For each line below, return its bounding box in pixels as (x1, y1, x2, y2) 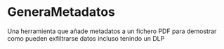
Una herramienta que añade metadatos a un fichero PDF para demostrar (7, 27, 217, 35)
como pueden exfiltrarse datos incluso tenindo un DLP (7, 34, 165, 42)
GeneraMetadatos (7, 4, 116, 20)
